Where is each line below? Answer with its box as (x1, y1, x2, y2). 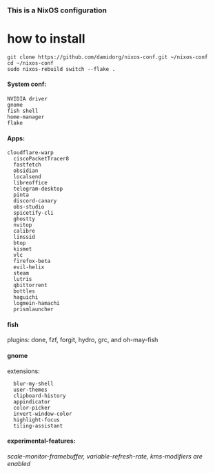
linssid (13, 233, 36, 241)
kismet (13, 246, 32, 253)
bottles (13, 288, 36, 295)
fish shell (7, 107, 39, 115)
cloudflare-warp (7, 149, 54, 156)
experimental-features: (7, 437, 76, 445)
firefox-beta (13, 257, 51, 265)
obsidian (13, 167, 39, 174)
